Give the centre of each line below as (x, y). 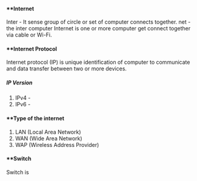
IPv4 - (23, 98)
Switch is (18, 172)
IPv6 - (23, 104)
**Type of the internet (35, 118)
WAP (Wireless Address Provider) (57, 145)
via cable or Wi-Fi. (29, 35)
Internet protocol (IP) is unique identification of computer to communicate (98, 62)
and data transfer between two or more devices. (67, 69)
